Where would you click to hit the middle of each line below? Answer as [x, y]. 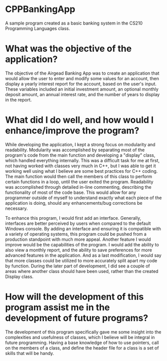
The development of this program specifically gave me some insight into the [83, 332]
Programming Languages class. [38, 28]
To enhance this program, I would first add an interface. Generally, [73, 218]
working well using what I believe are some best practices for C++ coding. [82, 171]
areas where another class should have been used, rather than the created [82, 271]
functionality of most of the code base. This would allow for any [71, 192]
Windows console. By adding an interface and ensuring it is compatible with [83, 228]
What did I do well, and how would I [79, 120]
